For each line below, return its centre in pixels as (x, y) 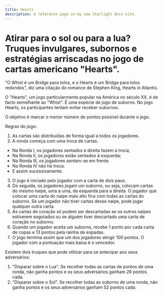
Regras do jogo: (21, 127)
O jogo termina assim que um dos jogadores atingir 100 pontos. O (78, 238)
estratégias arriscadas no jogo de (74, 59)
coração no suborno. (33, 222)
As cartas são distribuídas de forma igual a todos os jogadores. (76, 136)
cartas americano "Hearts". (62, 69)
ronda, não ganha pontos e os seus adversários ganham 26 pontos (80, 272)
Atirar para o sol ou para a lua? (68, 38)
